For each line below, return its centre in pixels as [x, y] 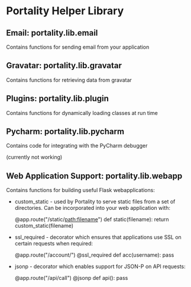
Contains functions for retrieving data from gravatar [69, 80]
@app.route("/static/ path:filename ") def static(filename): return [92, 219]
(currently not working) [34, 157]
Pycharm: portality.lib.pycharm [65, 132]
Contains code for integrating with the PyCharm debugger [77, 146]
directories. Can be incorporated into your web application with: [92, 208]
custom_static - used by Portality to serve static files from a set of [95, 202]
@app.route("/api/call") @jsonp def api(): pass [71, 278]
